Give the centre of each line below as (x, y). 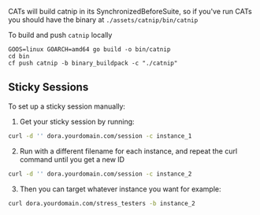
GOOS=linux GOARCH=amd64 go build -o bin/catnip (89, 50)
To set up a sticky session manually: (67, 106)
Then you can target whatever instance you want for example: (120, 189)
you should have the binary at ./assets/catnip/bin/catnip (103, 20)
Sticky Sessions (48, 87)
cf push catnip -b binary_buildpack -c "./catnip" (93, 63)
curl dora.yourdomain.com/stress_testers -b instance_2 (102, 203)
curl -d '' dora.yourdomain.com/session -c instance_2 (100, 174)
